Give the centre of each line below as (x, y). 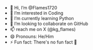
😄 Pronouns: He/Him (32, 36)
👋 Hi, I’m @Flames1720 (33, 8)
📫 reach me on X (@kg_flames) (43, 29)
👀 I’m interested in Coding (36, 13)
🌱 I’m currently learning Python (42, 18)
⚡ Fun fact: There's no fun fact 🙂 (43, 42)
